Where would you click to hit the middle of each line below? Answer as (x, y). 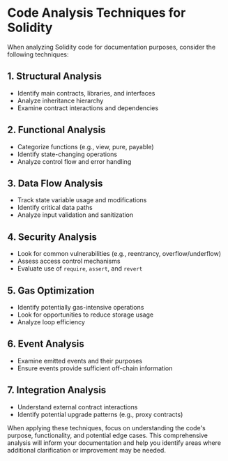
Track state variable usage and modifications (82, 200)
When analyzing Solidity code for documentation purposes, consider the (112, 47)
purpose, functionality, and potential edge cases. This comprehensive (107, 435)
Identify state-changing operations (67, 154)
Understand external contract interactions (77, 407)
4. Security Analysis (52, 237)
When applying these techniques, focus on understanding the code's (106, 428)
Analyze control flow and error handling (74, 161)
